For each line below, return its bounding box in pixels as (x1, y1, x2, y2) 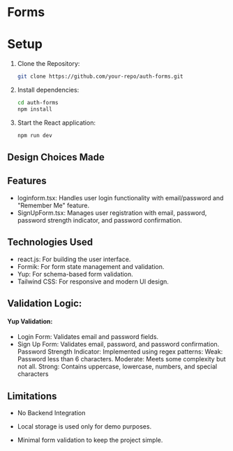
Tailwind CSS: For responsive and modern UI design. (17, 277, 170, 286)
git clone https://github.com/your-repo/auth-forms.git (17, 73, 183, 81)
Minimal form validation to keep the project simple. (17, 436, 163, 445)
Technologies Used (7, 236, 93, 249)
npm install (17, 106, 52, 113)
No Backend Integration (17, 409, 86, 417)
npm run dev (17, 132, 52, 139)
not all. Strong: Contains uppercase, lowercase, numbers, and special (17, 362, 218, 371)
